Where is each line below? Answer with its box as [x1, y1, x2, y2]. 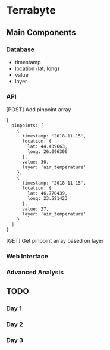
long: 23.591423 [27, 196, 68, 202]
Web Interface [6, 252, 49, 261]
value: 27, [21, 206, 49, 212]
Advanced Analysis [6, 268, 64, 277]
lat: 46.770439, [27, 190, 68, 196]
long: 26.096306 [27, 149, 68, 155]
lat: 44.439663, [27, 143, 68, 149]
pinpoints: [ [11, 123, 44, 129]
